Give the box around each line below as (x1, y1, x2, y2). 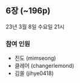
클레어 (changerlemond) (14, 62, 75, 70)
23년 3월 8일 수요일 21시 (5, 23, 65, 30)
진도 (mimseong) (14, 55, 56, 62)
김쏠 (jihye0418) (14, 70, 54, 77)
